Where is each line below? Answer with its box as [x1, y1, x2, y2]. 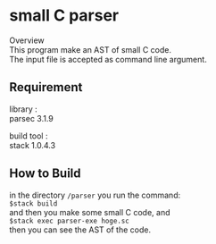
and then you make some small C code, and [9, 206, 171, 217]
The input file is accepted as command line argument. [9, 54, 207, 64]
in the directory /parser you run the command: [9, 189, 181, 200]
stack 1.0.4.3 [9, 139, 56, 150]
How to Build [9, 166, 82, 181]
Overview [9, 35, 45, 46]
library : [9, 104, 37, 114]
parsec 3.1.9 [9, 113, 54, 123]
